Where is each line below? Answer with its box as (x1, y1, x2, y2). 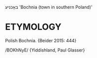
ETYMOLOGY (5, 22, 62, 32)
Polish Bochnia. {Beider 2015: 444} (5, 37, 77, 43)
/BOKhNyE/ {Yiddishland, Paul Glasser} (5, 47, 85, 53)
